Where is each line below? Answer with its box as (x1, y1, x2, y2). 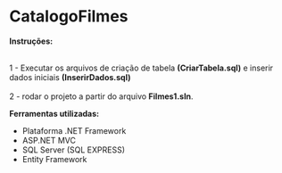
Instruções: (9, 36, 54, 46)
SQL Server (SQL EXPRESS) (21, 144, 125, 155)
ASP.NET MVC (21, 135, 76, 145)
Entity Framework (21, 153, 87, 164)
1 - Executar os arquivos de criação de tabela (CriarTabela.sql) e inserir (9, 62, 274, 73)
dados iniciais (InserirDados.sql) (9, 71, 131, 82)
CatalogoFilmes (9, 6, 129, 27)
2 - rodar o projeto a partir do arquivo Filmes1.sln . (9, 91, 194, 102)
